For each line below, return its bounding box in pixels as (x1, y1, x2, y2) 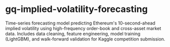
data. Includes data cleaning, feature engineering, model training (5, 30, 141, 36)
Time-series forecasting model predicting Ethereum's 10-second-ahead (5, 20, 156, 26)
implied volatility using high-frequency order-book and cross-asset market (5, 25, 161, 31)
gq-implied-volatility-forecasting (5, 3, 148, 15)
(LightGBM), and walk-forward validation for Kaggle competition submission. (5, 36, 165, 42)
